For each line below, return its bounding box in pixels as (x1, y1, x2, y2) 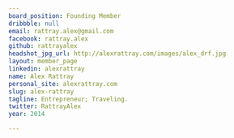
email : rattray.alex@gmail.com (8, 27, 114, 35)
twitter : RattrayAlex (8, 102, 82, 110)
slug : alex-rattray (8, 87, 74, 96)
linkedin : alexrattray (8, 65, 85, 73)
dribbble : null (8, 19, 60, 28)
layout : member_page (8, 58, 79, 66)
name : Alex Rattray (8, 72, 74, 80)
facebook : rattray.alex (8, 34, 89, 43)
